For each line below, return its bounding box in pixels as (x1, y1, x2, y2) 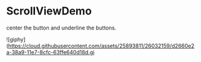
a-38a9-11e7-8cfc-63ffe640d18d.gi (6, 48, 95, 55)
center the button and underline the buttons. (6, 24, 116, 31)
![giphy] (6, 36, 26, 43)
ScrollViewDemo (6, 4, 92, 18)
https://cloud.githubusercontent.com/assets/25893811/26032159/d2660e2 (8, 42, 195, 49)
